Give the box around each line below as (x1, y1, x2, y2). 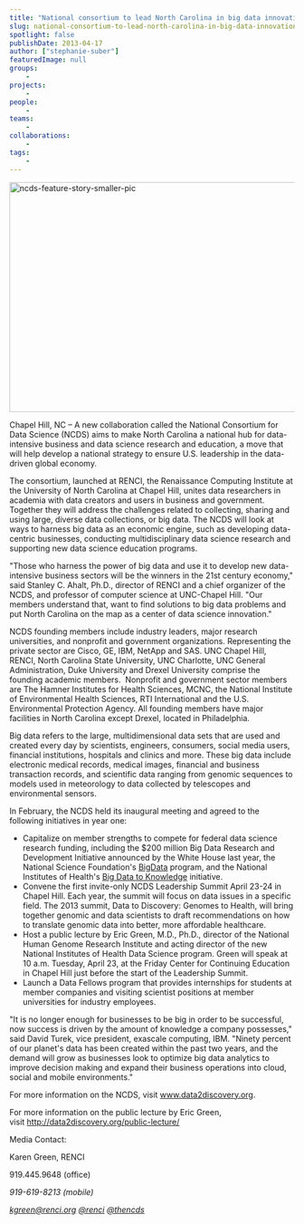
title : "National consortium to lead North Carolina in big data (9, 13, 261, 23)
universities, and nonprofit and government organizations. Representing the (9, 635, 291, 646)
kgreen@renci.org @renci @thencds (9, 1204, 145, 1215)
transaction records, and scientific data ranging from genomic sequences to (9, 768, 293, 779)
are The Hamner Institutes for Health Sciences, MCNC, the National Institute (9, 683, 293, 694)
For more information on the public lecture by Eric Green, (9, 1106, 222, 1117)
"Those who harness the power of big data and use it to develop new (9, 560, 267, 571)
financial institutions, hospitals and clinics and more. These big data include (9, 749, 291, 760)
